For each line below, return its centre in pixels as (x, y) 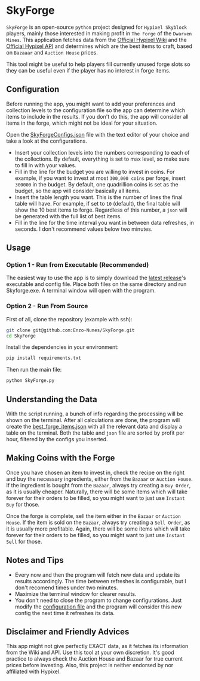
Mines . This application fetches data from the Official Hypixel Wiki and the (96, 40)
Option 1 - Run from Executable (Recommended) (78, 265)
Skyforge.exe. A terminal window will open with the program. (81, 291)
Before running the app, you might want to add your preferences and (91, 104)
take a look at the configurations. (47, 141)
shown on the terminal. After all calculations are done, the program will (93, 420)
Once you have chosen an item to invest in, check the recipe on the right (96, 472)
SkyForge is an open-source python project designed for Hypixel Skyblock (96, 27)
